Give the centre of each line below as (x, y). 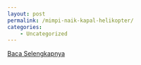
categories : (25, 27)
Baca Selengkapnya (36, 54)
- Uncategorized (44, 34)
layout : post (26, 14)
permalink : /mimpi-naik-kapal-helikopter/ (70, 20)
